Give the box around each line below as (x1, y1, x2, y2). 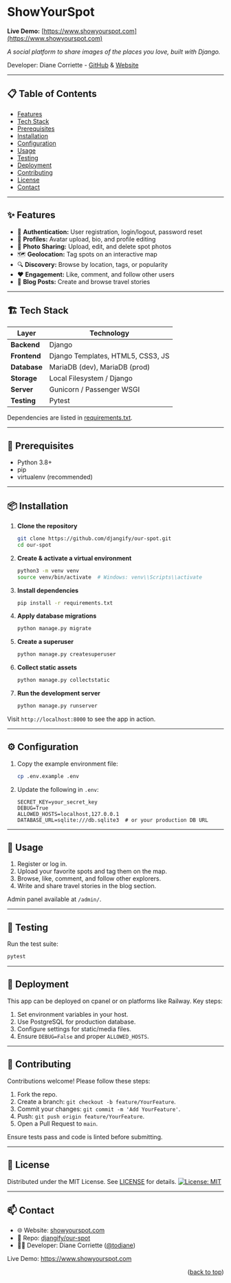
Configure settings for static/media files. (16, 1024, 132, 1033)
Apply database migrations (16, 612, 97, 620)
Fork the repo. (16, 1090, 58, 1098)
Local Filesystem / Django (49, 374, 133, 383)
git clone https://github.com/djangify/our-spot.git (16, 535, 172, 542)
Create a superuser (16, 638, 74, 646)
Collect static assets (16, 663, 77, 671)
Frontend (10, 352, 41, 361)
